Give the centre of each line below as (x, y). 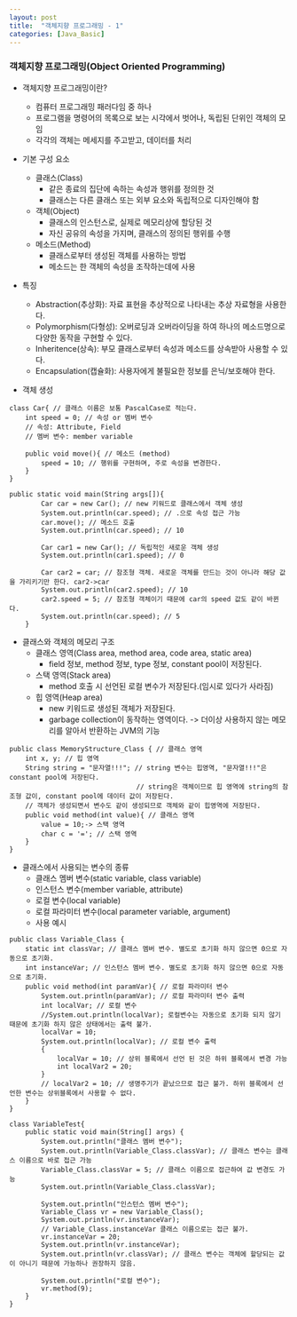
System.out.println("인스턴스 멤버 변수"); (115, 1204)
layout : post (33, 17)
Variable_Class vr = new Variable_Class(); (122, 1212)
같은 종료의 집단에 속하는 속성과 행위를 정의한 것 (131, 188)
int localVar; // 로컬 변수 (89, 1005)
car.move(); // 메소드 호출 (88, 522)
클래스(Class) (59, 178)
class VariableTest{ (47, 1124)
